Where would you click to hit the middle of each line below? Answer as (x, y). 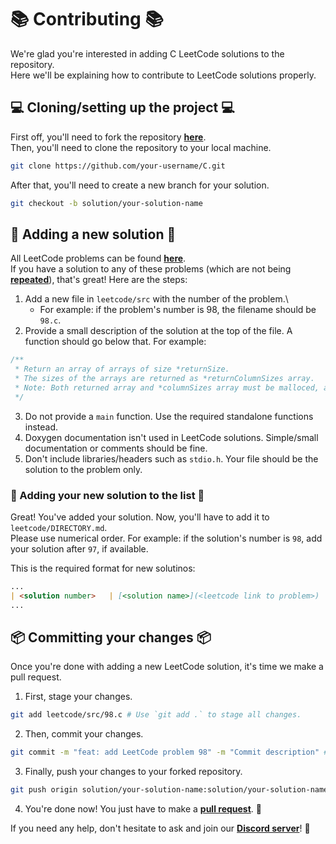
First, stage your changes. (78, 697)
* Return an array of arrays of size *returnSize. (122, 369)
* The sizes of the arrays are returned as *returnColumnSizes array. (164, 379)
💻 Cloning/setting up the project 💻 (122, 107)
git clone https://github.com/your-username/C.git (118, 166)
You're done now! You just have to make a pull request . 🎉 (143, 809)
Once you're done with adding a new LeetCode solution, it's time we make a (167, 667)
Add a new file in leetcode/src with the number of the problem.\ (156, 299)
